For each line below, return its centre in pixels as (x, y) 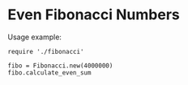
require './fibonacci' (46, 51)
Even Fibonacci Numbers (94, 15)
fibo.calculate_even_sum (49, 73)
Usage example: (35, 37)
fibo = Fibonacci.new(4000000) (60, 66)
